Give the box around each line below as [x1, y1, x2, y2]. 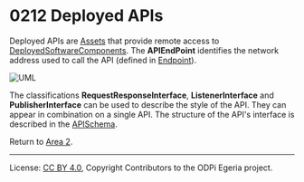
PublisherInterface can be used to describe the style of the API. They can [9, 99, 287, 110]
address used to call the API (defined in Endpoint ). [9, 54, 197, 65]
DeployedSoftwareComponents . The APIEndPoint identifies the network [9, 44, 279, 55]
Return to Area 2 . [9, 136, 73, 147]
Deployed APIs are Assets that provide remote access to [9, 35, 220, 46]
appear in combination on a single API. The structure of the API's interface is [9, 109, 295, 120]
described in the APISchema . [9, 119, 118, 129]
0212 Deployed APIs [9, 5, 164, 26]
